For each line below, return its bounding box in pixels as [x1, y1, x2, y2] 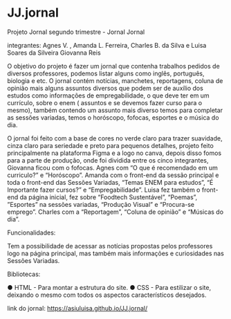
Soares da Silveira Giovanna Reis [7, 48, 102, 57]
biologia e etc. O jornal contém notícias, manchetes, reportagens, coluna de [7, 76, 223, 84]
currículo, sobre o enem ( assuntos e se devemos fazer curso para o [7, 98, 203, 107]
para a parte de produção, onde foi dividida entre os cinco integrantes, [7, 156, 209, 164]
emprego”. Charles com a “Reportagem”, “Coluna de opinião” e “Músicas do [7, 208, 223, 216]
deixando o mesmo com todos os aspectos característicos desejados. [7, 291, 207, 299]
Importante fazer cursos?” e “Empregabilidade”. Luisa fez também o [7, 185, 201, 194]
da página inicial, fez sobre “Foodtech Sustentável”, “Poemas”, [19, 192, 198, 201]
